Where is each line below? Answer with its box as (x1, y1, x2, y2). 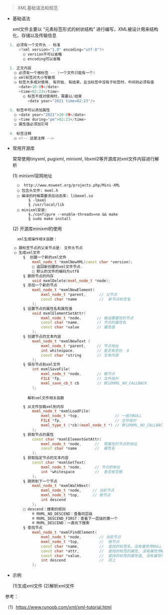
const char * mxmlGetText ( (31, 460, 86, 465)
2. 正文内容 (9, 66, 31, 71)
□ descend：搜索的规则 (23, 506, 66, 512)
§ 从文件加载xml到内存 (23, 404, 64, 409)
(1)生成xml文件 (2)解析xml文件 (12, 583, 74, 589)
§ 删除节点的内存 (23, 273, 54, 279)
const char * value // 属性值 (40, 325, 115, 330)
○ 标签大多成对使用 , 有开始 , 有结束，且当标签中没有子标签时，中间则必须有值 (14, 80, 154, 85)
